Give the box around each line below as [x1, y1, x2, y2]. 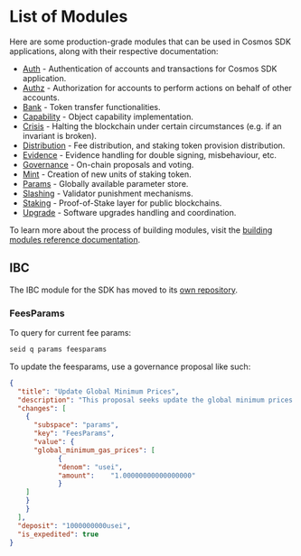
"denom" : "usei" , [57, 462, 124, 471]
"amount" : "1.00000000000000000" [57, 471, 196, 480]
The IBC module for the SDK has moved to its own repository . [9, 284, 238, 295]
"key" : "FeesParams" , [33, 429, 116, 439]
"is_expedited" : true [17, 530, 99, 539]
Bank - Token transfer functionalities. [22, 101, 161, 112]
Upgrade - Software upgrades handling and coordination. [22, 207, 237, 218]
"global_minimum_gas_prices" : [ [33, 445, 155, 455]
